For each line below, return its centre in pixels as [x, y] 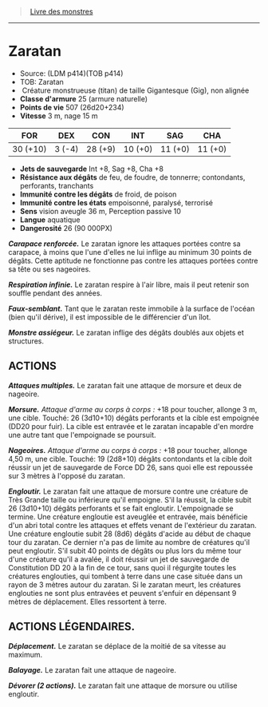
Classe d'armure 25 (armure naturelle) [84, 98]
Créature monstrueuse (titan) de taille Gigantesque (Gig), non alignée [136, 90]
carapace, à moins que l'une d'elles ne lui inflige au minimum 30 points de [130, 252]
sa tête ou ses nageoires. [50, 269]
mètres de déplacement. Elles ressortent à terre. [88, 602]
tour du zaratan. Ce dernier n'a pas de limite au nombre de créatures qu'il [129, 542]
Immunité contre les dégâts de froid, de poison [98, 194]
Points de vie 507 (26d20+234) [72, 107]
